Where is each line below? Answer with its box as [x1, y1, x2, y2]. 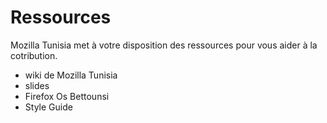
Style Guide [24, 101, 73, 113]
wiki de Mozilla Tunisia [24, 69, 118, 81]
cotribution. [10, 49, 58, 61]
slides [24, 79, 50, 91]
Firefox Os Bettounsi [24, 90, 110, 102]
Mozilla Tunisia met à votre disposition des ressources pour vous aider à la [10, 39, 318, 51]
